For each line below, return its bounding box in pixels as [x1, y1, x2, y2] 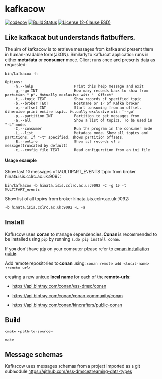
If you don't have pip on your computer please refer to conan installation [5, 246, 149, 252]
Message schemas [5, 350, 63, 359]
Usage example [5, 158, 37, 163]
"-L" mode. [5, 122, 27, 127]
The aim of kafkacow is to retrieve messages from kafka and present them [5, 46, 154, 52]
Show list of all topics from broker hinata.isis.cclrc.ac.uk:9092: [5, 195, 130, 202]
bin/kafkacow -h [5, 71, 38, 76]
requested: [5, 62, 27, 67]
